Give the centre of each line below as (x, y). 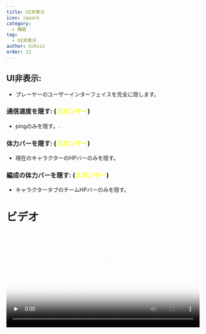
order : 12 (19, 52)
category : (19, 23)
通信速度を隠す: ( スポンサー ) (48, 112)
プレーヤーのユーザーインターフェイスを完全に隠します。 (87, 94)
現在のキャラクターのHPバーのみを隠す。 (67, 158)
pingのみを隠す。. (37, 126)
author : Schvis (26, 47)
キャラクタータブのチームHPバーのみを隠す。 (72, 190)
